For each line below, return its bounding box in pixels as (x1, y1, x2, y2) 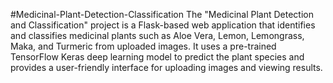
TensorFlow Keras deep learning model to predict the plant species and (10, 51, 305, 63)
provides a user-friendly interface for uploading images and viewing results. (10, 62, 323, 73)
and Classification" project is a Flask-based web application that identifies (10, 19, 316, 31)
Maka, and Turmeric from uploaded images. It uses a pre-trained (10, 40, 277, 52)
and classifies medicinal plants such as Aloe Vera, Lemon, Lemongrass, (10, 30, 305, 41)
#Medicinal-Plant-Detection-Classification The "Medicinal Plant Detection (10, 9, 314, 20)
